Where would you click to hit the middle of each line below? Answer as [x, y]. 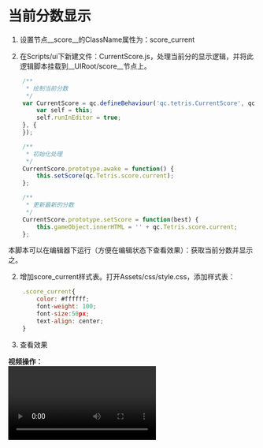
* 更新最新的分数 [50, 205]
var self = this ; [65, 110]
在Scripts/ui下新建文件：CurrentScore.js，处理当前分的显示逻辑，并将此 [137, 56]
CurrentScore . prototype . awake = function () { [98, 169]
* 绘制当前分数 [47, 88]
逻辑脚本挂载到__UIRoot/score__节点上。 [85, 66]
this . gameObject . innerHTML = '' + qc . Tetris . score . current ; [137, 227]
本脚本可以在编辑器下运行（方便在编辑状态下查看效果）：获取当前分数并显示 [131, 250]
